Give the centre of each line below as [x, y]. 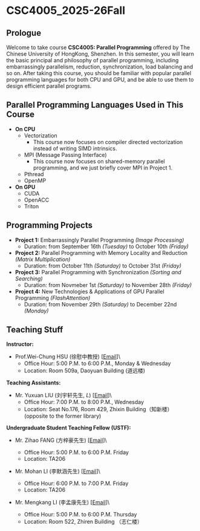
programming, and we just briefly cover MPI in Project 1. [103, 168]
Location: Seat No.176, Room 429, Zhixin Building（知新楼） [98, 409]
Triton [31, 206]
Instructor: [20, 344]
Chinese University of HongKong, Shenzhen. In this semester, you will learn [100, 54]
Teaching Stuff [35, 330]
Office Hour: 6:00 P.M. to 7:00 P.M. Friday [76, 483]
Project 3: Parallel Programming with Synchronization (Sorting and [98, 272]
